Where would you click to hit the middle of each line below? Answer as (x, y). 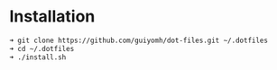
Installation (52, 17)
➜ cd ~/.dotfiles (42, 48)
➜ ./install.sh (38, 57)
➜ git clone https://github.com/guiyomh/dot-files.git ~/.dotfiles (139, 40)
